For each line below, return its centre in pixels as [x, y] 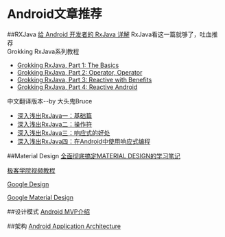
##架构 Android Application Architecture [64, 226]
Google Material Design [40, 197]
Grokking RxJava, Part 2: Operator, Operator [80, 72]
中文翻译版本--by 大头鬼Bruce [50, 101]
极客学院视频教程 [31, 170]
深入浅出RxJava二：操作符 [55, 124]
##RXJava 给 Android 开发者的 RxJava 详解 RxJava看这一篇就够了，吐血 [110, 34]
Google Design [28, 184]
